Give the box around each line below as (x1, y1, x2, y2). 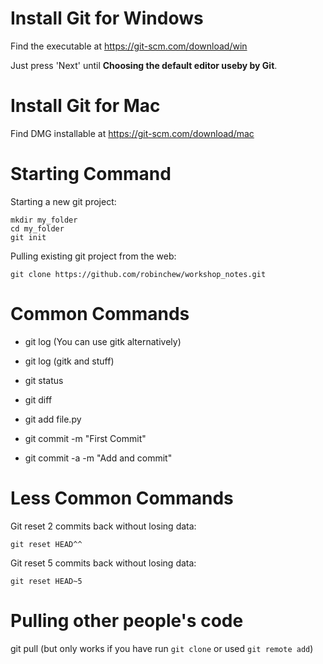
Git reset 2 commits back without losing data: (10, 520, 197, 532)
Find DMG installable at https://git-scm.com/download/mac (10, 127, 255, 139)
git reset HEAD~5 (10, 576, 83, 586)
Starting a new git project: (10, 195, 117, 207)
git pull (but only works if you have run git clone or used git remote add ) (10, 642, 314, 654)
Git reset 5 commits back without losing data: (10, 557, 197, 569)
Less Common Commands (10, 487, 234, 509)
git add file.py (24, 413, 82, 425)
